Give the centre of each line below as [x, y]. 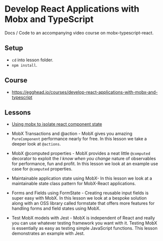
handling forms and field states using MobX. [56, 208]
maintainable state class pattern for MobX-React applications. [74, 184]
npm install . [24, 65]
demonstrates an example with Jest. [48, 233]
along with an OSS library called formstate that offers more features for [83, 204]
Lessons [18, 112]
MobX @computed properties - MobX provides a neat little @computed [81, 153]
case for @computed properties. [42, 169]
